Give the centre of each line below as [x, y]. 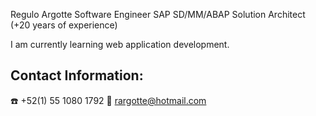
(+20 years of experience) [64, 25]
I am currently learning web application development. [120, 44]
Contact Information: [77, 75]
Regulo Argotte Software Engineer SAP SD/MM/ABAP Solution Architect [158, 14]
